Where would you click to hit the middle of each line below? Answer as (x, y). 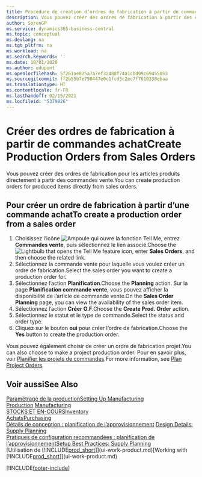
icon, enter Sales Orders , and (158, 251)
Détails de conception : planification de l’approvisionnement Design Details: (100, 425)
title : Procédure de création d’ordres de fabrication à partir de (93, 12)
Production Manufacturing (39, 405)
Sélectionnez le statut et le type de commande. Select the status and (99, 315)
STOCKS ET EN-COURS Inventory (47, 412)
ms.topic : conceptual (33, 34)
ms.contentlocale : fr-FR (37, 90)
